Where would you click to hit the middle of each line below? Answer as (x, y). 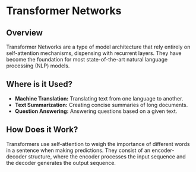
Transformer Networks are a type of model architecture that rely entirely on (98, 47)
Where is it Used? (39, 84)
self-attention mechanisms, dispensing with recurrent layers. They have (94, 53)
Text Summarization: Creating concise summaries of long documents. (101, 105)
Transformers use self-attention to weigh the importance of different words (98, 144)
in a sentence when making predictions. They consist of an (78, 150)
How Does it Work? (42, 130)
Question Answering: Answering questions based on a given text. (96, 111)
